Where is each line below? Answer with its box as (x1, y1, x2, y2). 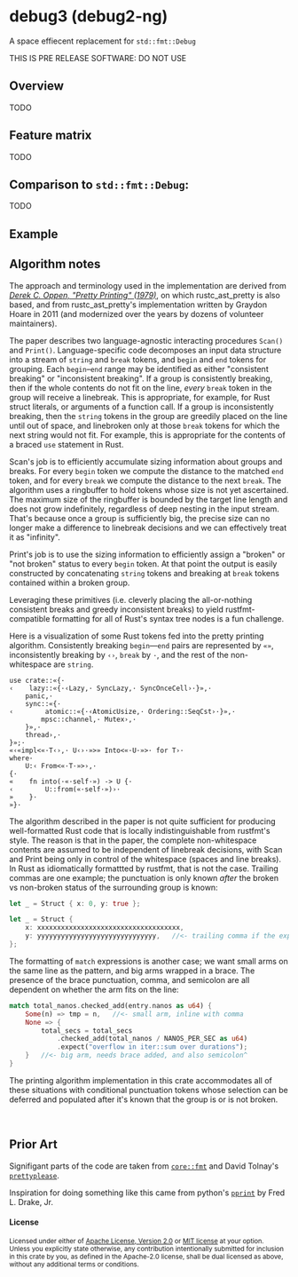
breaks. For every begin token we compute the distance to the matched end (9, 465, 284, 476)
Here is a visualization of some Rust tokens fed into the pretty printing (9, 631, 264, 641)
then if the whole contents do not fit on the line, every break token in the (9, 382, 272, 393)
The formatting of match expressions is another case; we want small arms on (9, 956, 288, 966)
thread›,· (25, 730, 62, 739)
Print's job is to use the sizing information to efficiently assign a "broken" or (9, 549, 286, 559)
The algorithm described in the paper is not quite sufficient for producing (9, 815, 277, 827)
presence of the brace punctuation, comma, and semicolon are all (9, 974, 250, 985)
